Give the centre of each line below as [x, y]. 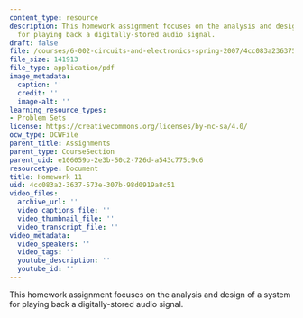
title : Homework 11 [46, 177]
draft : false [34, 43]
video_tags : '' [46, 252]
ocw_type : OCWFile [44, 135]
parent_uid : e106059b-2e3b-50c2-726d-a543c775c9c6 [106, 160]
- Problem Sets [38, 118]
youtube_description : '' [64, 261]
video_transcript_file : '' [68, 227]
